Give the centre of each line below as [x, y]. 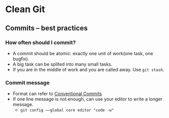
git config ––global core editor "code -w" [67, 110]
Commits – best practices [47, 28]
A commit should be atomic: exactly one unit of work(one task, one [83, 53]
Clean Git [25, 9]
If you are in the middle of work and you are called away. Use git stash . [88, 69]
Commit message [27, 83]
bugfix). [21, 59]
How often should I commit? [41, 43]
